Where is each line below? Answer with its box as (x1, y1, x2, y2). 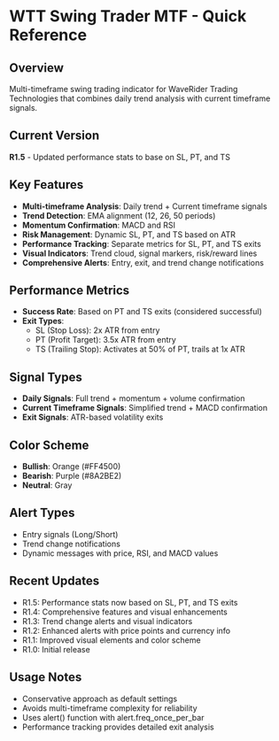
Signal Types (9, 369, 82, 384)
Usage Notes (9, 670, 82, 685)
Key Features (9, 177, 84, 192)
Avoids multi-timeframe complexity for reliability (21, 702, 198, 714)
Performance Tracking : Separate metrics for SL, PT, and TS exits (21, 238, 261, 249)
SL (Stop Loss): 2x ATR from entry (35, 325, 160, 336)
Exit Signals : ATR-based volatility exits (21, 412, 164, 422)
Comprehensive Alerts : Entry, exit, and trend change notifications (21, 257, 264, 267)
